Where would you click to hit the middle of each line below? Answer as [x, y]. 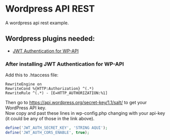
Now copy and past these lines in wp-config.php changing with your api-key [85, 113]
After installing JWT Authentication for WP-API [65, 64]
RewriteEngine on [24, 84]
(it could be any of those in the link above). [50, 119]
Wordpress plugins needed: [50, 39]
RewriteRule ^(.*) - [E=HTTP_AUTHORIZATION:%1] [57, 93]
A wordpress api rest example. [37, 23]
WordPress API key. [26, 108]
